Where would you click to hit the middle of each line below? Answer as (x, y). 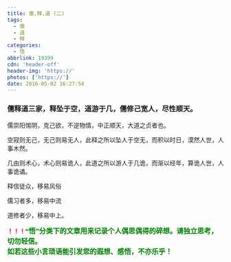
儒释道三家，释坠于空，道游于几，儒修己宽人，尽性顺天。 (102, 109)
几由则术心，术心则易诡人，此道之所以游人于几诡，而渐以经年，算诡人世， (112, 163)
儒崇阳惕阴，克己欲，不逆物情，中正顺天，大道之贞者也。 (88, 125)
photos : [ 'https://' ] (38, 77)
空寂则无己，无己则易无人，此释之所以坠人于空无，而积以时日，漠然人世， (112, 140)
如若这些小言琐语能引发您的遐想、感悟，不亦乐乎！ (90, 252)
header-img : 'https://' (41, 71)
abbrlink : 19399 (30, 58)
